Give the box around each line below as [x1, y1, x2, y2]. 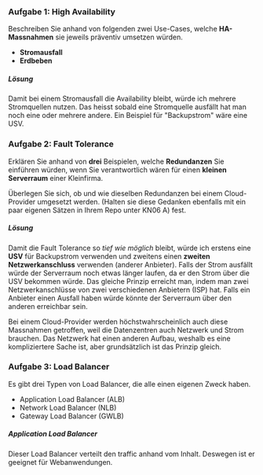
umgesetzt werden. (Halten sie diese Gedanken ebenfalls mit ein [37, 197, 246, 206]
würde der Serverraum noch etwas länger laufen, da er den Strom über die [8, 268, 250, 278]
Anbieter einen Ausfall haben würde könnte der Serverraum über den [8, 293, 232, 303]
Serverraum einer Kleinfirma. [8, 173, 104, 182]
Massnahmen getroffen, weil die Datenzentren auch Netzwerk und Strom [8, 325, 245, 334]
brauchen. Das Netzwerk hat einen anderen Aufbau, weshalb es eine [8, 333, 231, 343]
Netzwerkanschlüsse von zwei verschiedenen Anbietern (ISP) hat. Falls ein [8, 285, 250, 294]
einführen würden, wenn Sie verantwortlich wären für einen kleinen [8, 164, 228, 175]
